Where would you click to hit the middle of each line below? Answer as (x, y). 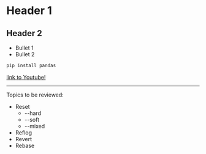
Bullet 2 (25, 54)
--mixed (35, 126)
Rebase (25, 145)
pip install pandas (31, 65)
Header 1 (29, 11)
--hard (33, 113)
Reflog (24, 133)
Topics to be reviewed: (35, 95)
